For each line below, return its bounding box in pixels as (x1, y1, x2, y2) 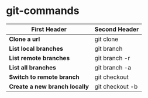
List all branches (9, 63, 57, 71)
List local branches (9, 44, 63, 52)
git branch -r (94, 54, 130, 62)
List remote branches (9, 54, 70, 62)
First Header (31, 25, 67, 33)
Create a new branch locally (9, 82, 90, 90)
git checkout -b (94, 82, 138, 90)
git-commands (6, 4, 80, 17)
